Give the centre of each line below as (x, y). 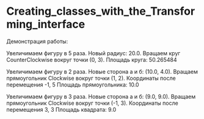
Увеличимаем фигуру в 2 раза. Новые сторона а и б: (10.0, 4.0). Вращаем (102, 71)
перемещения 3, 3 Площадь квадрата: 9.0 (61, 109)
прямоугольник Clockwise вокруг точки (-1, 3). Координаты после (92, 103)
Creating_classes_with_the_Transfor (101, 11)
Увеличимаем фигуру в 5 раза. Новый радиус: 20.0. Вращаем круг (93, 53)
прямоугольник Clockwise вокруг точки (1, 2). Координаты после (91, 78)
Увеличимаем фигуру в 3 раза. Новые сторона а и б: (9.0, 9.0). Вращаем (101, 96)
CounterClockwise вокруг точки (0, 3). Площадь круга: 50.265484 (92, 60)
